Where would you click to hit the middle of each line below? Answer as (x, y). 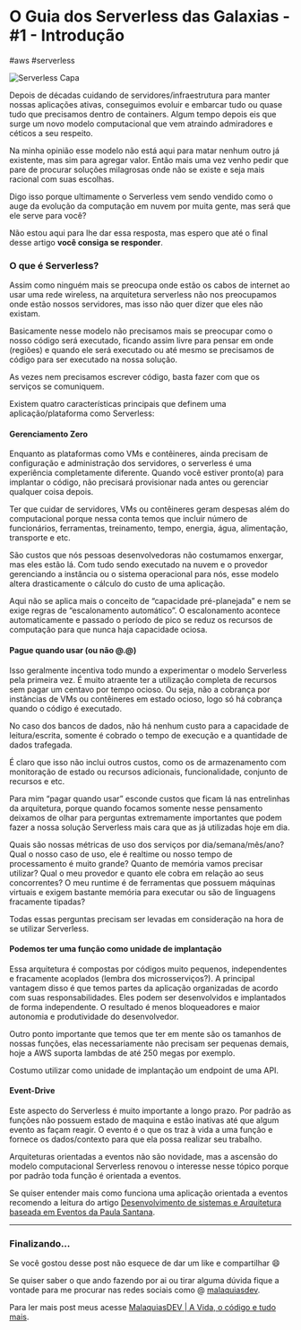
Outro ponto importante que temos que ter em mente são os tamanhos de (146, 1033)
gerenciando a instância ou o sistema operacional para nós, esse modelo (144, 574)
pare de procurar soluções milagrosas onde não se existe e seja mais (137, 169)
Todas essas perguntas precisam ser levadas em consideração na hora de (146, 919)
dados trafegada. (41, 745)
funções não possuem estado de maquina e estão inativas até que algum (144, 1120)
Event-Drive (32, 1091)
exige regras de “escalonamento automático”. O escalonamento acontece (145, 610)
